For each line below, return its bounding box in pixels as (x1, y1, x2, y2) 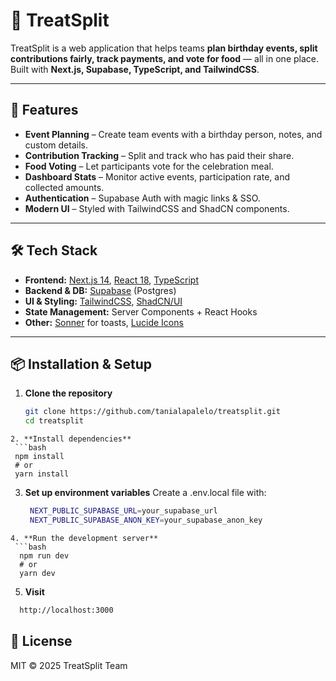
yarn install (14, 469, 70, 479)
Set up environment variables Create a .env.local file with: (24, 487, 267, 499)
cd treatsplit (24, 416, 84, 426)
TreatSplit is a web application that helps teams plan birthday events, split (10, 42, 318, 54)
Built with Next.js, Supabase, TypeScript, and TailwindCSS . (10, 63, 260, 75)
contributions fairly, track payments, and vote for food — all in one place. (10, 52, 319, 64)
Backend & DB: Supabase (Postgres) (24, 284, 177, 296)
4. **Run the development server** (10, 533, 159, 543)
